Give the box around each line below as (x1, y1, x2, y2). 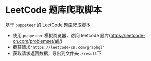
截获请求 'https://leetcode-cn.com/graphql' (12, 44, 105, 50)
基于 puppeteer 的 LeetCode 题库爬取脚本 (5, 22, 91, 28)
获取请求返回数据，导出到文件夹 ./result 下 (12, 50, 102, 56)
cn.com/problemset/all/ (12, 38, 61, 44)
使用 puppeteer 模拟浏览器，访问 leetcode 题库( (12, 32, 111, 38)
